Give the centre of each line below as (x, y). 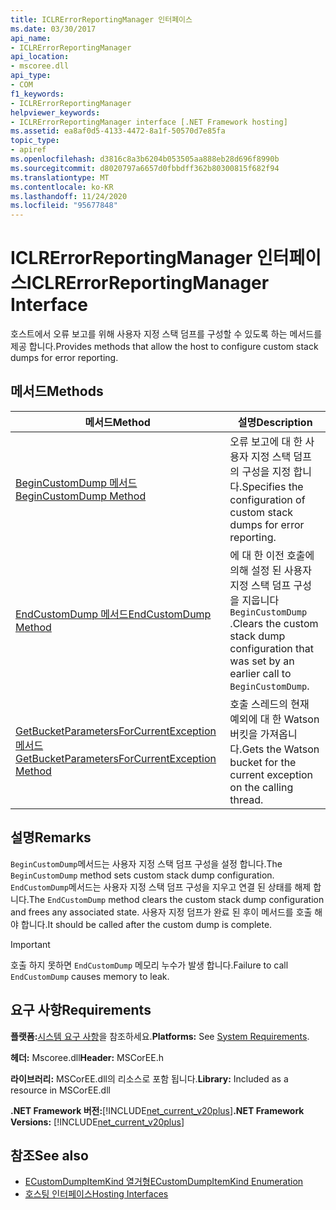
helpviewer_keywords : (55, 112)
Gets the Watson (280, 749)
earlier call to (260, 673)
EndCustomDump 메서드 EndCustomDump (113, 614)
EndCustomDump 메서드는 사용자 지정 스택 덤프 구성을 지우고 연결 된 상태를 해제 (161, 887)
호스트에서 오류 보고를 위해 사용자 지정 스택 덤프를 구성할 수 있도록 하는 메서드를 (166, 334)
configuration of (267, 499)
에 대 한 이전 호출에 (272, 555)
